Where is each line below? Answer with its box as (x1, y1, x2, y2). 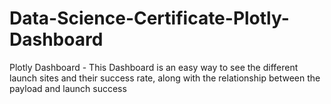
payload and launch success (9, 82, 127, 94)
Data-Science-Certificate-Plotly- (9, 7, 290, 30)
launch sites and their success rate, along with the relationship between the (9, 72, 321, 84)
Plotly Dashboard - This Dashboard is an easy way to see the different (9, 61, 299, 73)
